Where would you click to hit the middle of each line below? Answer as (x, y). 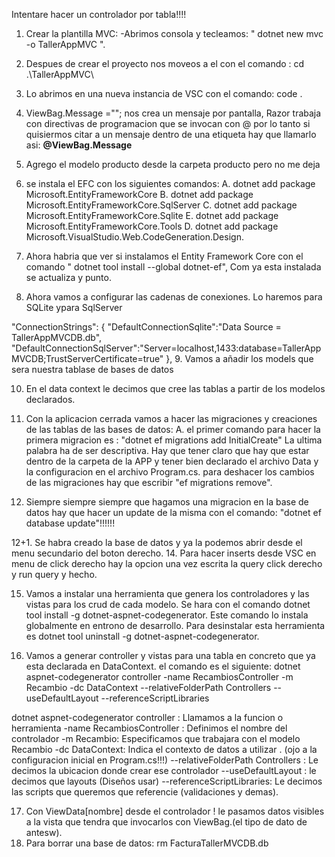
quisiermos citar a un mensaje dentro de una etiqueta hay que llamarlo (171, 134)
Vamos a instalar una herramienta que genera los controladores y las (167, 593)
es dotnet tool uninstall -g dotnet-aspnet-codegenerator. (142, 636)
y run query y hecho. (54, 574)
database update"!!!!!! (70, 523)
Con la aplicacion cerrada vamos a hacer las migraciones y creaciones (171, 418)
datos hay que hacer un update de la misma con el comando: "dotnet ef (173, 512)
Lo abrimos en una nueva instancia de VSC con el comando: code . (164, 93)
